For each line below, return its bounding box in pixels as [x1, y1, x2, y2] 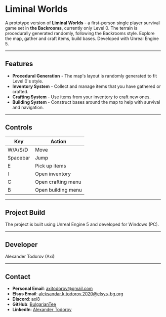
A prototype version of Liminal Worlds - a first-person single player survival [5, 20, 160, 26]
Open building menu [35, 186, 83, 193]
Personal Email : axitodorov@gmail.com [12, 285, 93, 291]
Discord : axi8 [12, 296, 41, 302]
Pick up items [35, 162, 67, 169]
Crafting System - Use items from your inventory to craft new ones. [12, 94, 151, 100]
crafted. [12, 88, 29, 94]
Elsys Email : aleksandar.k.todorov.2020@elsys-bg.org [12, 291, 124, 297]
